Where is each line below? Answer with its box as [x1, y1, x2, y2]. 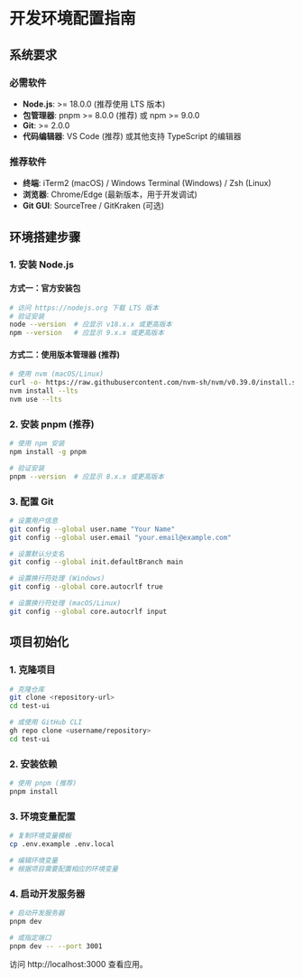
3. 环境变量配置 [9, 810, 77, 823]
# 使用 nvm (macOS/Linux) [9, 369, 104, 379]
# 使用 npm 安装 [9, 439, 65, 448]
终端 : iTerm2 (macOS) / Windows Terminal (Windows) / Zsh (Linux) [22, 178, 272, 189]
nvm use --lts [9, 395, 63, 405]
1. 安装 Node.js [9, 258, 75, 271]
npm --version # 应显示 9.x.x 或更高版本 [9, 329, 165, 338]
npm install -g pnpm [9, 448, 87, 457]
